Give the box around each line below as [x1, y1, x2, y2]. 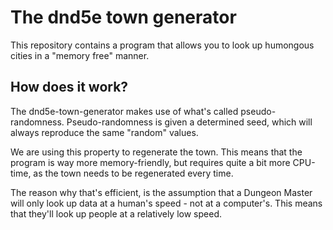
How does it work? [10, 79, 129, 96]
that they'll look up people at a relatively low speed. [10, 207, 222, 220]
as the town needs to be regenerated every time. [33, 167, 234, 179]
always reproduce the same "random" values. [10, 126, 199, 138]
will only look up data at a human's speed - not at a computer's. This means [10, 197, 323, 209]
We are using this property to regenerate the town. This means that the [10, 146, 303, 158]
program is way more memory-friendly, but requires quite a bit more [10, 156, 291, 168]
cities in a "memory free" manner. [10, 49, 150, 61]
